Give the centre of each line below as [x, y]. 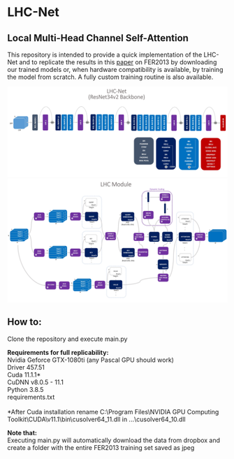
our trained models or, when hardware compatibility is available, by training [115, 70]
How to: [24, 322]
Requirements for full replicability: [58, 352]
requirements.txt [31, 397]
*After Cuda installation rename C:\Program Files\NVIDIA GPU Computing [113, 411]
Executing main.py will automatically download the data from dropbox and [114, 440]
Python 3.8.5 [25, 389]
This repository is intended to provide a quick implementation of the [105, 54]
